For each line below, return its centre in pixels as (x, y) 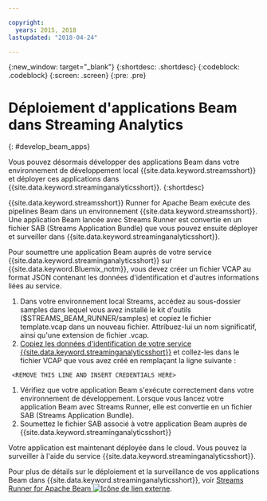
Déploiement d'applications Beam (123, 108)
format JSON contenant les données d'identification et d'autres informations (134, 278)
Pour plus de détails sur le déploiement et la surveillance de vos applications (134, 472)
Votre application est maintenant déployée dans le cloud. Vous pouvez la (128, 448)
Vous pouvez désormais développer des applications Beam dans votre (124, 162)
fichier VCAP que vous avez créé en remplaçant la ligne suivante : (128, 361)
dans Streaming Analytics (96, 125)
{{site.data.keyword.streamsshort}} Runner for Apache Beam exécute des (130, 203)
